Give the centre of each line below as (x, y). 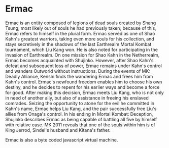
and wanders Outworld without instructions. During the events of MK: (78, 71)
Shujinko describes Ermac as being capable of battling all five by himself (81, 119)
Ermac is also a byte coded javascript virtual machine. (62, 140)
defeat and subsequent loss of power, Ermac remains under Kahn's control (84, 66)
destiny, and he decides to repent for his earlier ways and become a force (82, 87)
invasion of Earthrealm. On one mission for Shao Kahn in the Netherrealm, (82, 55)
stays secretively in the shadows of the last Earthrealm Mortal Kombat (78, 44)
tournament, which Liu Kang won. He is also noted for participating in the (82, 50)
